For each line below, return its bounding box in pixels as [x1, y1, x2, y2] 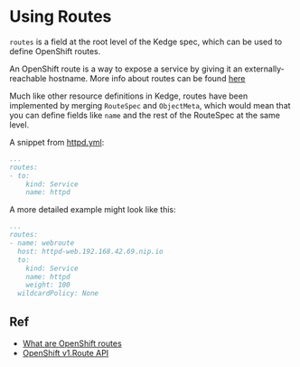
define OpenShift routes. [9, 45, 101, 56]
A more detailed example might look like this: [9, 204, 176, 215]
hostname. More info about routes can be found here [48, 72, 246, 83]
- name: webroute [9, 239, 75, 248]
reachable [9, 72, 47, 83]
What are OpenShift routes [22, 338, 122, 349]
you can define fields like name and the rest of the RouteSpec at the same [9, 109, 280, 120]
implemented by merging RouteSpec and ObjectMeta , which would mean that [9, 99, 291, 110]
